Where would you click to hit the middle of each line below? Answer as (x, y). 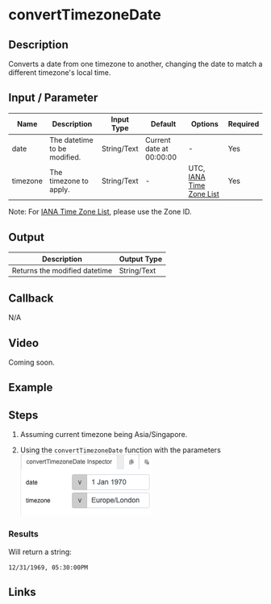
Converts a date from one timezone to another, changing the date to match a (135, 64)
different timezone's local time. (60, 73)
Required (244, 123)
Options (205, 123)
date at (156, 148)
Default (163, 123)
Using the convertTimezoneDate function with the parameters (121, 450)
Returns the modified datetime (62, 270)
